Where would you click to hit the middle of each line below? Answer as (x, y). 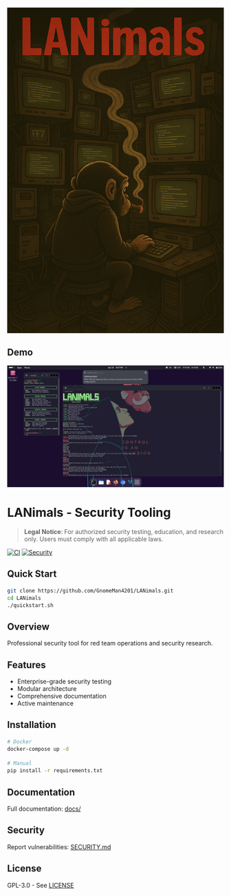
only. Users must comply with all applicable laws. (93, 539)
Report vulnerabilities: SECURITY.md (59, 846)
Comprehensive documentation (62, 696)
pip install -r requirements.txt (55, 771)
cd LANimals (24, 598)
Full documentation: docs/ (44, 809)
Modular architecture (47, 689)
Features (26, 665)
